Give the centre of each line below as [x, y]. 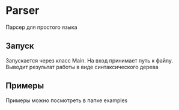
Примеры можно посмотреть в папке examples [67, 100]
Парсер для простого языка [41, 27]
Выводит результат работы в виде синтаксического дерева [82, 67]
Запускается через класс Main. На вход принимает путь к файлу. [89, 60]
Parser [23, 11]
